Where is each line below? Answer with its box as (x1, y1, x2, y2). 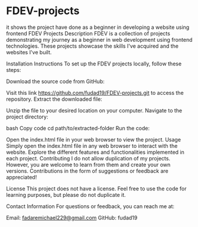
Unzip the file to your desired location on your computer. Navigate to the (6, 107, 182, 114)
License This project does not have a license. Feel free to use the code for (6, 185, 187, 192)
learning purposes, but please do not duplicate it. (6, 191, 126, 198)
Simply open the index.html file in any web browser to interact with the (6, 142, 178, 149)
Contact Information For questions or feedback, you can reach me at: (6, 202, 175, 210)
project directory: (6, 113, 48, 120)
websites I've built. (6, 48, 52, 55)
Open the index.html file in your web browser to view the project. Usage (6, 136, 181, 143)
